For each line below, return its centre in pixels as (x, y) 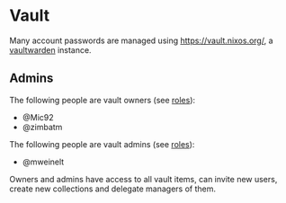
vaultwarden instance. (50, 49)
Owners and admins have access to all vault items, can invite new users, (143, 179)
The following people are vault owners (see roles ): (103, 100)
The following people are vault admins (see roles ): (102, 144)
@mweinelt (43, 162)
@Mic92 (38, 117)
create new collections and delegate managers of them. (112, 189)
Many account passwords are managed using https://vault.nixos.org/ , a (141, 40)
